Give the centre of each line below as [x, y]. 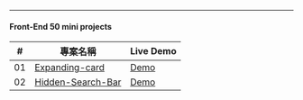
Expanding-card [70, 68]
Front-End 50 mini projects [61, 26]
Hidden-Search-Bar [78, 82]
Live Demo [154, 51]
